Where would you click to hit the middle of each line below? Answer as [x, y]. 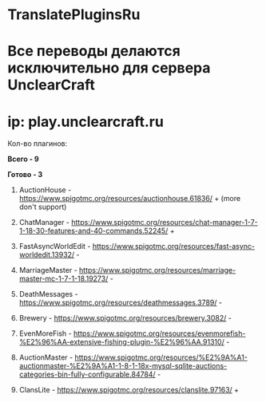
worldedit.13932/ [47, 255]
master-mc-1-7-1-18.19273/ [64, 279]
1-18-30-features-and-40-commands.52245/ [93, 231]
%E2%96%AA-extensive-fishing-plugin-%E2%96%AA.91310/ [121, 342]
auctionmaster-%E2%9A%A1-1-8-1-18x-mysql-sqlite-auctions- [123, 366]
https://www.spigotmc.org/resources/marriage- [157, 270]
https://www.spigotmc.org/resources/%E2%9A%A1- [161, 357]
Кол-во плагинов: [38, 144]
